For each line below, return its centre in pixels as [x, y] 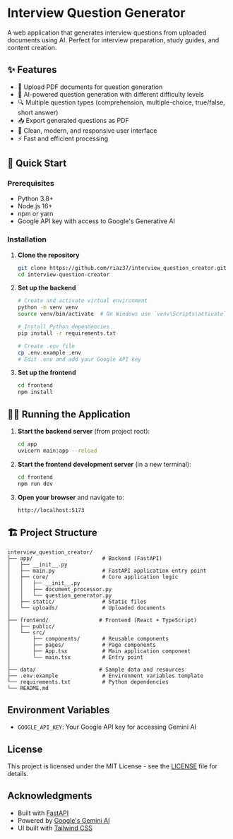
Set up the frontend [47, 373]
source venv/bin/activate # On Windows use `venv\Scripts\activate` [122, 314]
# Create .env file [46, 346]
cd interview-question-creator [64, 274]
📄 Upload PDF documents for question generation [90, 87]
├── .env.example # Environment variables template [105, 676]
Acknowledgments [50, 796]
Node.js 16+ [35, 206]
